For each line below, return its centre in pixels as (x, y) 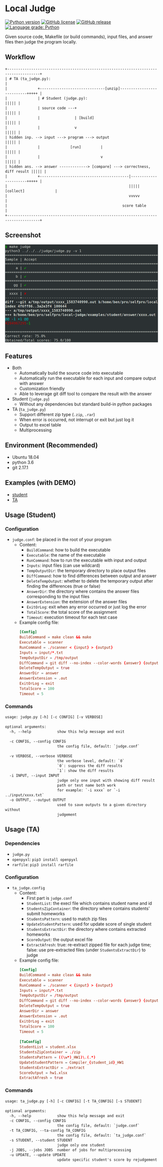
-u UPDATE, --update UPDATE (38, 1155)
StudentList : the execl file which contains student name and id (89, 903)
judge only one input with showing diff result (106, 781)
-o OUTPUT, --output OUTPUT (38, 800)
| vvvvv (72, 196)
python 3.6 (23, 462)
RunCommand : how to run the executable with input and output (87, 560)
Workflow (20, 57)
